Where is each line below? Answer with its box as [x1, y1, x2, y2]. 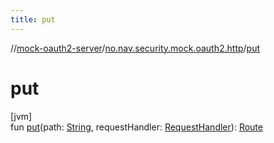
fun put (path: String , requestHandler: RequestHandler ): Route [10, 121, 263, 133]
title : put [10, 14, 56, 25]
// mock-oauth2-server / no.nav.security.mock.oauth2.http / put [10, 42, 261, 54]
